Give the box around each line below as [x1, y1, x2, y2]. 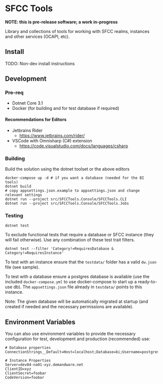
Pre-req [5, 89, 24, 96]
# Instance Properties [5, 358, 51, 363]
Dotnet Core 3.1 [12, 100, 43, 106]
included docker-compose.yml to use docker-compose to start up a [5, 279, 137, 285]
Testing [5, 212, 23, 219]
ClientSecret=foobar [5, 371, 47, 376]
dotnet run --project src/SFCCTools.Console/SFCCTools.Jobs [5, 201, 130, 206]
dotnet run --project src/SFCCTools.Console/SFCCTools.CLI [5, 196, 127, 202]
